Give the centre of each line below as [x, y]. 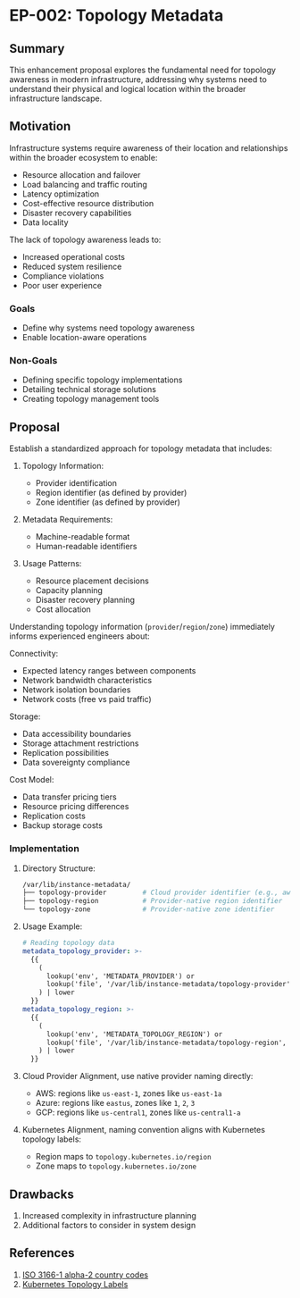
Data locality [45, 222]
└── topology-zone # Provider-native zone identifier [148, 909]
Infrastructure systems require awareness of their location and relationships [149, 147]
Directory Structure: [58, 868]
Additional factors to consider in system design [109, 1225]
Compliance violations [63, 276]
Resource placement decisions [92, 581]
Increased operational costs [73, 256]
